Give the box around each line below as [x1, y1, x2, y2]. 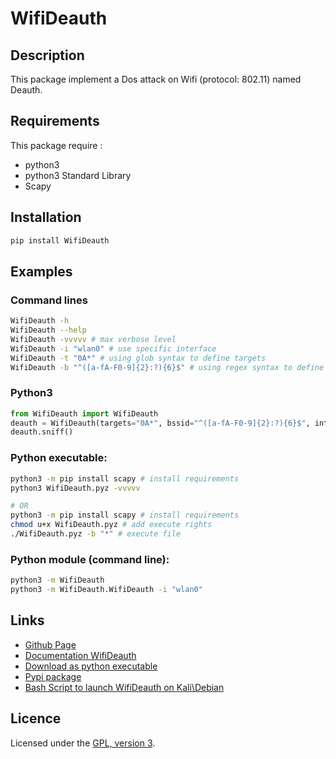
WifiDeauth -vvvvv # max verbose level [10, 334, 177, 344]
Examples [10, 263, 73, 280]
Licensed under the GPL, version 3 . [10, 737, 156, 749]
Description [10, 47, 85, 64]
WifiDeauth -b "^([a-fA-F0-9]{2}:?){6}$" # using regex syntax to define [10, 362, 325, 372]
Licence [10, 710, 62, 727]
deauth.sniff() [10, 427, 74, 437]
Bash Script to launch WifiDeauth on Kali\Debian [24, 681, 225, 693]
